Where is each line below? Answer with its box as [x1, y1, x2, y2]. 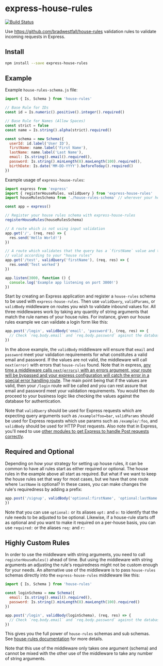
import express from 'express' [5, 186, 68, 191]
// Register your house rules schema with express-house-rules [5, 213, 136, 218]
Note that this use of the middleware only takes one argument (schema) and [5, 646, 157, 651]
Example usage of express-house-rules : [5, 177, 85, 183]
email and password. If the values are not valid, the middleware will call [5, 357, 147, 363]
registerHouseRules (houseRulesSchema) [5, 218, 83, 222]
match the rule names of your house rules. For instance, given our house [5, 314, 150, 320]
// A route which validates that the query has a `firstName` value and [5, 249, 155, 254]
